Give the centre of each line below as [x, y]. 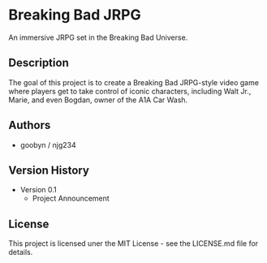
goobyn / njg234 [48, 144]
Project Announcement [71, 198]
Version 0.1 [38, 190]
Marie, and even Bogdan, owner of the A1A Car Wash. [98, 100]
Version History [49, 170]
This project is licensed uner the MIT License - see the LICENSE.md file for [133, 244]
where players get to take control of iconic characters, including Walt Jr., [130, 91]
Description [39, 63]
